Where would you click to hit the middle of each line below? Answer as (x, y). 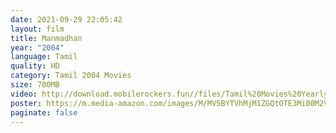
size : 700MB (35, 85)
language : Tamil (44, 57)
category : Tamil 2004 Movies (71, 76)
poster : (26, 103)
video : (24, 94)
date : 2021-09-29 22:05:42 (66, 19)
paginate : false (44, 112)
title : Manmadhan (46, 38)
